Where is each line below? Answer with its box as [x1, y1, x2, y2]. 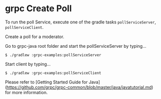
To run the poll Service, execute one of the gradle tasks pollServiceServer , [5, 19, 156, 25]
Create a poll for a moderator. [5, 34, 64, 40]
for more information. [5, 89, 48, 95]
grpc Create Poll [5, 3, 72, 14]
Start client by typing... [5, 61, 51, 67]
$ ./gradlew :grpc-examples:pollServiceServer [5, 52, 101, 58]
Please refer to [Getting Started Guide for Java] [5, 79, 100, 85]
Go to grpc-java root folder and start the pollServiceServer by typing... [5, 43, 146, 49]
